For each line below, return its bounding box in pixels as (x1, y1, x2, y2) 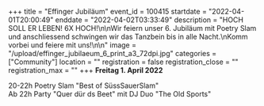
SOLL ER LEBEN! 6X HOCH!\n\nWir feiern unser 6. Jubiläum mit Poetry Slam (8, 24, 257, 32)
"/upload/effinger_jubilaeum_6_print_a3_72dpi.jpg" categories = (8, 49, 217, 58)
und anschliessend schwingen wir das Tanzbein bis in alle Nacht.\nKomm (8, 32, 248, 41)
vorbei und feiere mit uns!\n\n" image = (8, 40, 137, 50)
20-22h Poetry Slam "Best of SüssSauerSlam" (8, 81, 159, 90)
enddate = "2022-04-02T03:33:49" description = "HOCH (55, 15, 244, 25)
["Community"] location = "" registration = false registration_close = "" (8, 57, 239, 66)
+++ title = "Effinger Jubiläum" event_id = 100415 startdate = (8, 7, 208, 16)
